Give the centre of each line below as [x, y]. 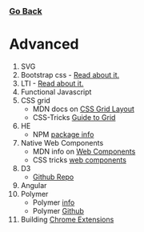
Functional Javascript [56, 92]
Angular [34, 185]
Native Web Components [62, 142]
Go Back [26, 11]
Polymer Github [58, 210]
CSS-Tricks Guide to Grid [74, 117]
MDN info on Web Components [84, 151]
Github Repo [53, 177]
